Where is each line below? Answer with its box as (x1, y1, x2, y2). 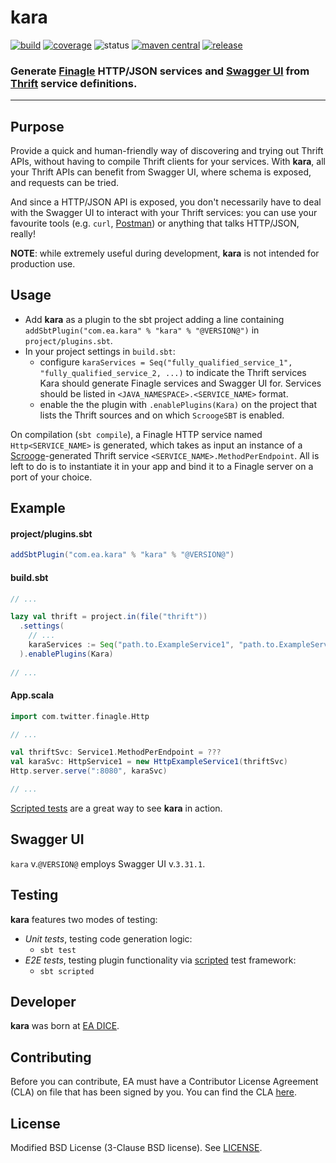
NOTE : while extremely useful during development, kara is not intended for (10, 247, 320, 260)
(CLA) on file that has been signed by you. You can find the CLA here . (10, 1086, 298, 1098)
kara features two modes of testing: (10, 913, 158, 925)
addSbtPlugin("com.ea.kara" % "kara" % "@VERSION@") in (24, 324, 260, 336)
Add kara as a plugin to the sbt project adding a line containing (24, 313, 285, 325)
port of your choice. (10, 471, 93, 483)
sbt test (39, 945, 77, 955)
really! (10, 228, 36, 240)
